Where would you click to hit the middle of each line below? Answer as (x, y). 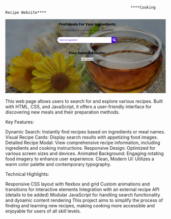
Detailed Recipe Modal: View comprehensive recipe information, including (83, 143)
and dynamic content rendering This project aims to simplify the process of (84, 200)
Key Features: (20, 122)
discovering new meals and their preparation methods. (63, 112)
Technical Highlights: (27, 174)
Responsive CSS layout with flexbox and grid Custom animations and (78, 184)
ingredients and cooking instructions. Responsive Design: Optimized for (80, 148)
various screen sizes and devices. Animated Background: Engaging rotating (84, 154)
